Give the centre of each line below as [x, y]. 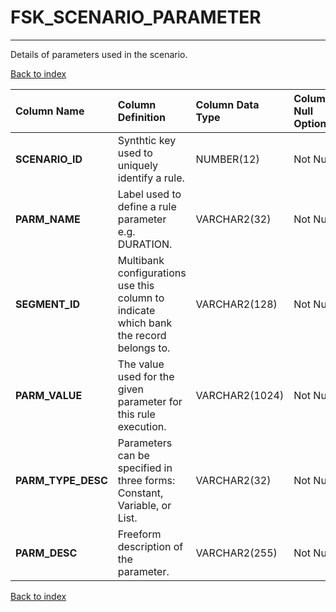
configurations [152, 273]
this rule [136, 414]
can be [133, 455]
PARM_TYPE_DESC [61, 480]
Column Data [227, 104]
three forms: [146, 480]
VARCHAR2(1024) [240, 395]
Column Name [50, 111]
